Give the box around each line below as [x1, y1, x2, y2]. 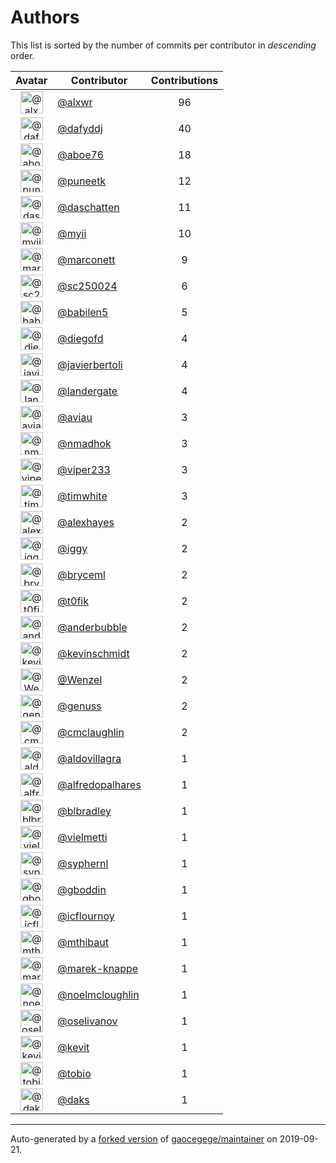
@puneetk [57, 174, 107, 188]
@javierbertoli [57, 357, 123, 371]
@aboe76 [57, 147, 105, 161]
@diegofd [57, 331, 104, 345]
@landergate [57, 384, 118, 398]
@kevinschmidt [57, 646, 130, 660]
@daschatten [57, 200, 120, 214]
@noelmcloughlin [57, 987, 140, 1001]
